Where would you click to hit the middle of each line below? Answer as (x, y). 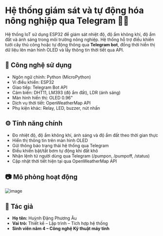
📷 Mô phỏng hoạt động (41, 177)
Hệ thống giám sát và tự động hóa (74, 10)
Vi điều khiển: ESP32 (33, 82)
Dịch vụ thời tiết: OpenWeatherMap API (51, 103)
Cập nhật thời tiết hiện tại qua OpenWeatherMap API (64, 161)
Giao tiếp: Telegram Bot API (40, 87)
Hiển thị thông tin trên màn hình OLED (50, 140)
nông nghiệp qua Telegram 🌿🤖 (67, 21)
